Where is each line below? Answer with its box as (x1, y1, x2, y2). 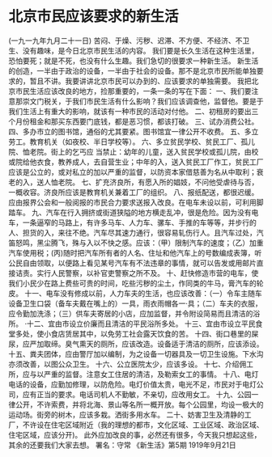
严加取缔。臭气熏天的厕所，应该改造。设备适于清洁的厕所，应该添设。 (29, 339, 264, 349)
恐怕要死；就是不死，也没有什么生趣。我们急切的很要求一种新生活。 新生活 (8, 56, 259, 66)
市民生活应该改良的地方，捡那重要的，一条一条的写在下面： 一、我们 (15, 86, 244, 95)
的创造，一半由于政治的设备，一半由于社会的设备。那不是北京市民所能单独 (8, 66, 257, 75)
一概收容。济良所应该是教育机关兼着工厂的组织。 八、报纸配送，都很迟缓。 (8, 187, 259, 197)
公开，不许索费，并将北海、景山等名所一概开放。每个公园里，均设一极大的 (15, 400, 264, 409)
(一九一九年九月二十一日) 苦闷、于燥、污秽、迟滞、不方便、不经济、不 (8, 36, 243, 45)
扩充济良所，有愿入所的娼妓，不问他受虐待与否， (95, 177, 259, 187)
